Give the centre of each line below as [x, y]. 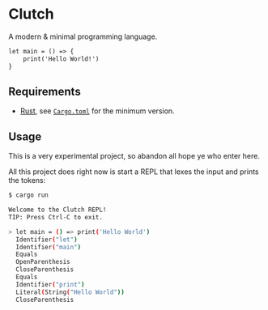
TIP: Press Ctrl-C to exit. [56, 217]
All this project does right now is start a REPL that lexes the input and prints [134, 172]
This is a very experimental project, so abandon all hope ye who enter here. [134, 156]
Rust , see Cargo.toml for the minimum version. [98, 111]
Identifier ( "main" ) [49, 247]
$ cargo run [28, 195]
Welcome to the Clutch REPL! [57, 210]
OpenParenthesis [43, 262]
